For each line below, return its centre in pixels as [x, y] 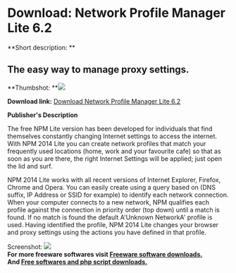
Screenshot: [25, 247]
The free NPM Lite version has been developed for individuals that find [110, 128]
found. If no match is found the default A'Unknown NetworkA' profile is [110, 217]
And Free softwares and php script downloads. [77, 262]
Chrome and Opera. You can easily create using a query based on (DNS [112, 187]
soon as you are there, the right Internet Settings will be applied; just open [114, 158]
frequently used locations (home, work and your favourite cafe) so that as [114, 151]
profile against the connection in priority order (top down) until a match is [113, 210]
